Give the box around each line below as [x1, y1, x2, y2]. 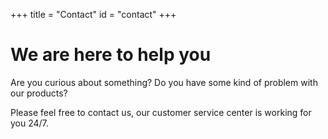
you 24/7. [10, 117, 49, 129]
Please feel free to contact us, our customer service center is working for [10, 106, 312, 118]
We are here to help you [10, 44, 212, 66]
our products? [10, 87, 68, 99]
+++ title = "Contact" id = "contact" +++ [10, 9, 177, 20]
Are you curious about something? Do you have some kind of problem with [10, 76, 318, 88]
